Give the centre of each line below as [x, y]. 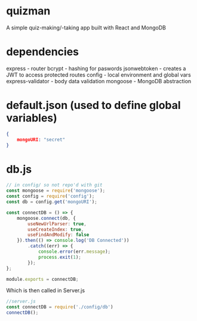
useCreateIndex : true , [56, 229]
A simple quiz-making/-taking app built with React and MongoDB [86, 28]
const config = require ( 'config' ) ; [50, 196]
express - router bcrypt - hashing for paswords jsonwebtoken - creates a [96, 68]
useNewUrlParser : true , [57, 224]
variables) [32, 118]
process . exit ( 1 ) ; [60, 257]
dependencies [43, 52]
